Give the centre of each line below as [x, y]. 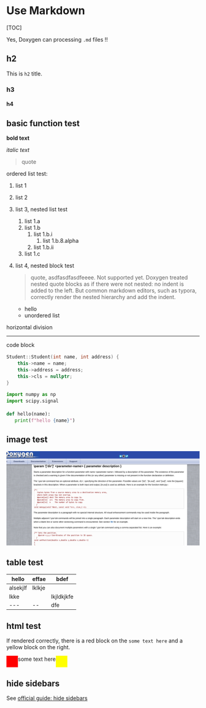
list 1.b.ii [44, 247]
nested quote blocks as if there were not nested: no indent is [107, 284]
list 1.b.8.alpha [61, 241]
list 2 [21, 197]
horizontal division [30, 327]
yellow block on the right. [38, 647]
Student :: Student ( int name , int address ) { [63, 357]
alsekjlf [18, 588]
